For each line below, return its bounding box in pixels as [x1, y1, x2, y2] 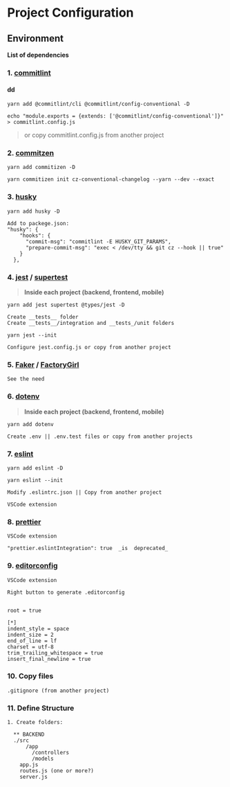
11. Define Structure [7, 703, 75, 713]
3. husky [7, 192, 37, 202]
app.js [19, 761, 39, 768]
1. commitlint [7, 68, 51, 78]
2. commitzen [7, 148, 55, 158]
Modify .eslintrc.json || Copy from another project [7, 488, 162, 496]
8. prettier [7, 517, 41, 527]
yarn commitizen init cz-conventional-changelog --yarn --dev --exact [7, 176, 215, 183]
